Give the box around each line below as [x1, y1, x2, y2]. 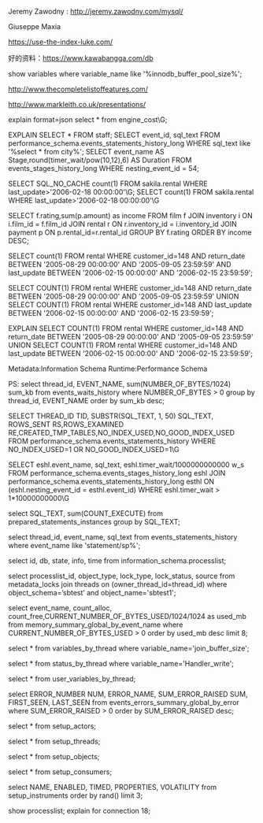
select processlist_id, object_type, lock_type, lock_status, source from [8, 571, 235, 580]
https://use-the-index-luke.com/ [8, 37, 113, 46]
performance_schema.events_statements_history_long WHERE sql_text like [8, 139, 251, 148]
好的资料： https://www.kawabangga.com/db [8, 54, 154, 62]
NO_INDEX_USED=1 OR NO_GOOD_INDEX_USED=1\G [8, 445, 180, 454]
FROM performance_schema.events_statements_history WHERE [8, 436, 217, 446]
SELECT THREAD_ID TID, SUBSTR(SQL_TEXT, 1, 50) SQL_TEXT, [8, 411, 214, 421]
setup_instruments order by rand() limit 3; [8, 791, 143, 800]
